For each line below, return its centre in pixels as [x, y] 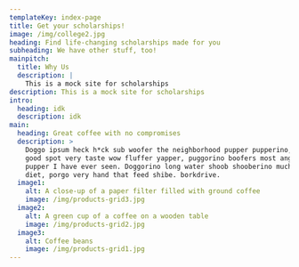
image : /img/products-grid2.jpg [85, 224]
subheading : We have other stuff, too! [83, 51]
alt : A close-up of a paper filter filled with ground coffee [143, 191]
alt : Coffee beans [59, 241]
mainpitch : [29, 59]
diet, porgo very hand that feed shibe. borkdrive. [123, 174]
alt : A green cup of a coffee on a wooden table [117, 216]
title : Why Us [43, 68]
